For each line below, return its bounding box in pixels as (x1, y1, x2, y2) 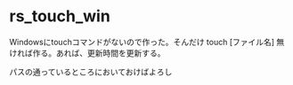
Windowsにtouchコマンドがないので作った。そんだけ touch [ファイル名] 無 (9, 36, 285, 47)
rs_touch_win (9, 6, 111, 27)
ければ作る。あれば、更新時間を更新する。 (9, 47, 166, 58)
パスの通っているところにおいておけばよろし (9, 66, 173, 77)
